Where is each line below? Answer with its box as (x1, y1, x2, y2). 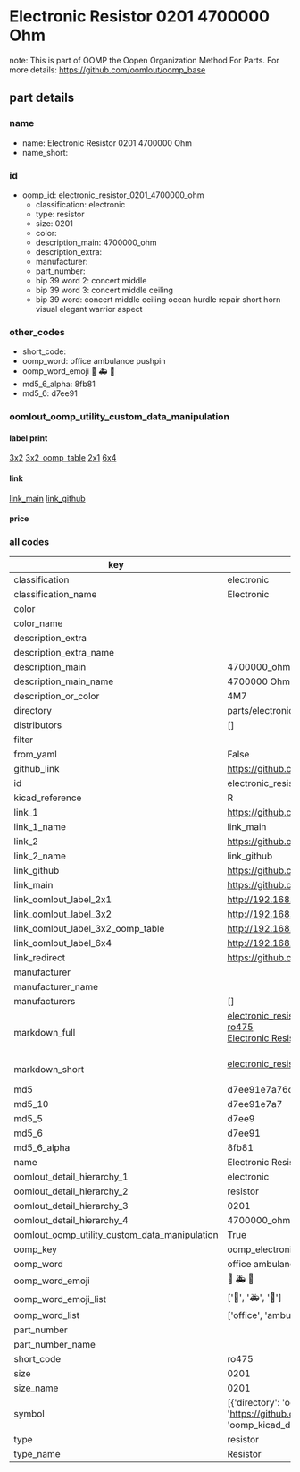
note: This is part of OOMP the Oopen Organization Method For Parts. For (9, 55, 279, 65)
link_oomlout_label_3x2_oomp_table (13, 923, 165, 935)
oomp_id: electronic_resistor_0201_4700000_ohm (21, 190, 204, 200)
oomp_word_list (13, 1309, 80, 1322)
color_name (13, 617, 63, 630)
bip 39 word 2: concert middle (35, 275, 147, 285)
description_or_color (13, 690, 100, 703)
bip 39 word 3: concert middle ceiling (35, 284, 174, 295)
